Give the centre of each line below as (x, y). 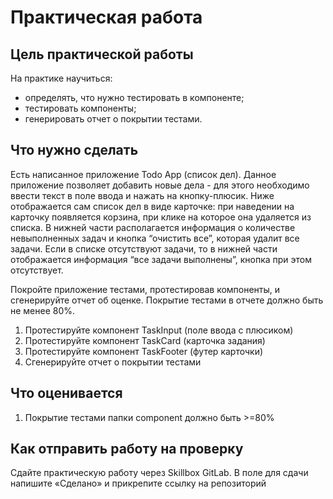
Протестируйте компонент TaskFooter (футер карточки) (144, 351)
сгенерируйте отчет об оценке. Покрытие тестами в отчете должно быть (167, 300)
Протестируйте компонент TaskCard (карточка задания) (145, 340)
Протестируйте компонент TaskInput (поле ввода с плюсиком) (159, 330)
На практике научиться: (61, 78)
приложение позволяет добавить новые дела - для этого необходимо (160, 185)
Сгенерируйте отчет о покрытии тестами (113, 362)
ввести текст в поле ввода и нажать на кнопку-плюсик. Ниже (142, 195)
